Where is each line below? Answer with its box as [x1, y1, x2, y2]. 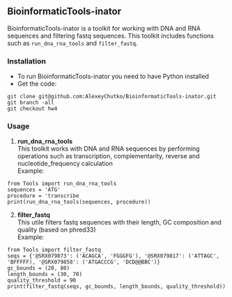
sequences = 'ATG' [7, 186, 61, 194]
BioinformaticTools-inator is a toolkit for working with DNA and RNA [7, 24, 201, 32]
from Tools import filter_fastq [7, 247, 101, 254]
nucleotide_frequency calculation [17, 160, 114, 168]
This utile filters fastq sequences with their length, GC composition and [17, 218, 222, 227]
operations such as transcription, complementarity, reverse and [17, 152, 200, 160]
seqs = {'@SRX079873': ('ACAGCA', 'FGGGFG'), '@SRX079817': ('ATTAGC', [7, 252, 219, 260]
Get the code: [17, 79, 57, 88]
